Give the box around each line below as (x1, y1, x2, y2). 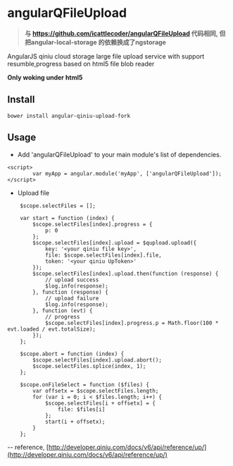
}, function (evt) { (32, 307, 93, 314)
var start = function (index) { (20, 214, 115, 221)
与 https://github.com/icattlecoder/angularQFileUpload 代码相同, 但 (24, 29, 226, 37)
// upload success (44, 276, 99, 283)
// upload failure (44, 295, 99, 302)
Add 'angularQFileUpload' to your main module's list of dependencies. (17, 150, 222, 159)
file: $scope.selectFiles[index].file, (44, 252, 162, 259)
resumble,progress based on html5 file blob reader (7, 59, 155, 68)
